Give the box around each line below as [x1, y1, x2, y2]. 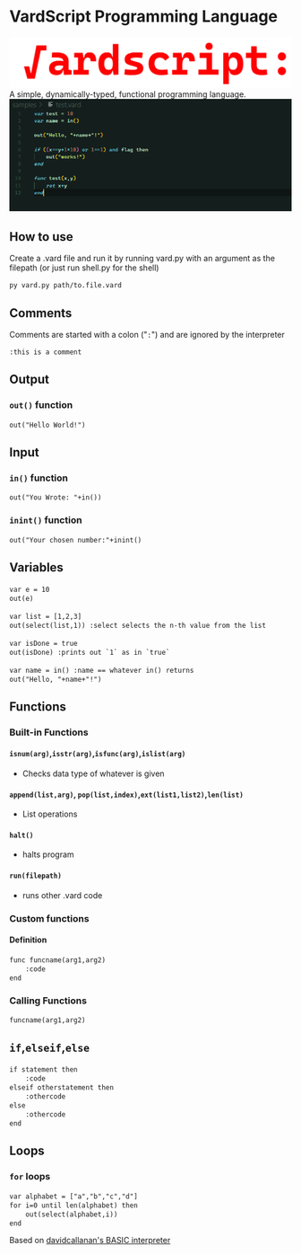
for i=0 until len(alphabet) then [9, 1201, 139, 1210]
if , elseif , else [9, 1040, 90, 1055]
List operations [21, 808, 78, 819]
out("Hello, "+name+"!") [9, 675, 102, 684]
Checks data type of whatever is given [21, 768, 165, 779]
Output [9, 372, 49, 387]
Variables [9, 560, 64, 576]
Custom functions [9, 912, 90, 924]
